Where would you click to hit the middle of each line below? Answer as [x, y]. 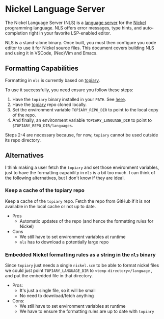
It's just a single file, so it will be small [57, 291]
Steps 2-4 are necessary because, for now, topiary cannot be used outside [82, 135]
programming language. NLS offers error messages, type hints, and [73, 27]
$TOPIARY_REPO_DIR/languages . [43, 125]
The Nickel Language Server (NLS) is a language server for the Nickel [76, 23]
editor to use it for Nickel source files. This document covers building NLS [80, 48]
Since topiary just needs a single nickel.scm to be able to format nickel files [82, 266]
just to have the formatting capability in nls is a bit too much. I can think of [80, 172]
